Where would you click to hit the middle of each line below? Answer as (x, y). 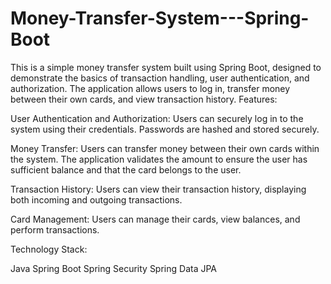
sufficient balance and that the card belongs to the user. (126, 169)
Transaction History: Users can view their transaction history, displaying (158, 189)
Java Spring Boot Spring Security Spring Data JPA (114, 268)
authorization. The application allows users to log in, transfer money (150, 88)
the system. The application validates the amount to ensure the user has (159, 159)
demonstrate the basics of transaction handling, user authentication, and (160, 78)
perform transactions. (55, 229)
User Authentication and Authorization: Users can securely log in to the (157, 118)
